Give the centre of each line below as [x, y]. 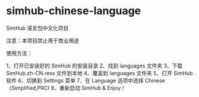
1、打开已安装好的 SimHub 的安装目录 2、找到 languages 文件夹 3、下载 [94, 66]
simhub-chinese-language [74, 11]
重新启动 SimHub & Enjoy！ [92, 88]
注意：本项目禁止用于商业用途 [42, 40]
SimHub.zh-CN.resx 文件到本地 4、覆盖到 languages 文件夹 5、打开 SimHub [99, 73]
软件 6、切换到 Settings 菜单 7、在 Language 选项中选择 [75, 80]
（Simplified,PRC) [28, 88]
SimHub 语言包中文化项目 [37, 28]
